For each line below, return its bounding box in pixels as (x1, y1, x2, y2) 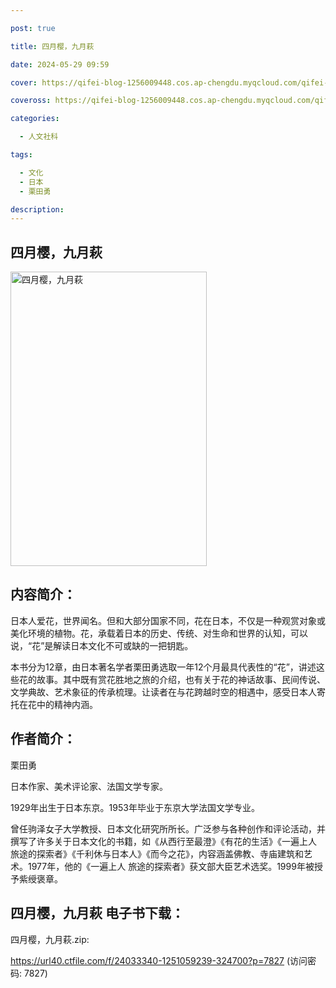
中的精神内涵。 (36, 698, 98, 710)
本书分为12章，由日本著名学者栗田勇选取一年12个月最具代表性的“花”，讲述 (10, 661, 317, 673)
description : (10, 204, 65, 215)
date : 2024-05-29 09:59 (10, 59, 110, 70)
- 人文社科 (19, 132, 59, 142)
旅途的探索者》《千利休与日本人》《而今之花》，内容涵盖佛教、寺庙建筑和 (10, 847, 304, 860)
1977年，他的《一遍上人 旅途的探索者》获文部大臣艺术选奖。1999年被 (27, 860, 315, 872)
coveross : (10, 96, 52, 106)
